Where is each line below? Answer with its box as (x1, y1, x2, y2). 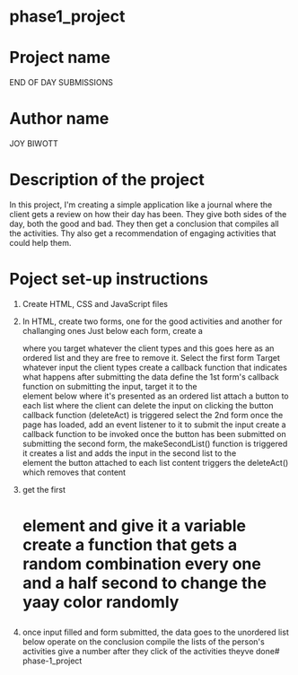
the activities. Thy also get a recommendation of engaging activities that (9, 228, 276, 239)
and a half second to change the (22, 573, 267, 593)
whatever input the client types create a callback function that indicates (22, 362, 287, 373)
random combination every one (22, 554, 262, 574)
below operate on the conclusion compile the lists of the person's (22, 636, 265, 647)
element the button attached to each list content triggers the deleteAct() (22, 457, 289, 468)
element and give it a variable (22, 516, 247, 536)
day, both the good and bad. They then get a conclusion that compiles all (9, 218, 280, 229)
